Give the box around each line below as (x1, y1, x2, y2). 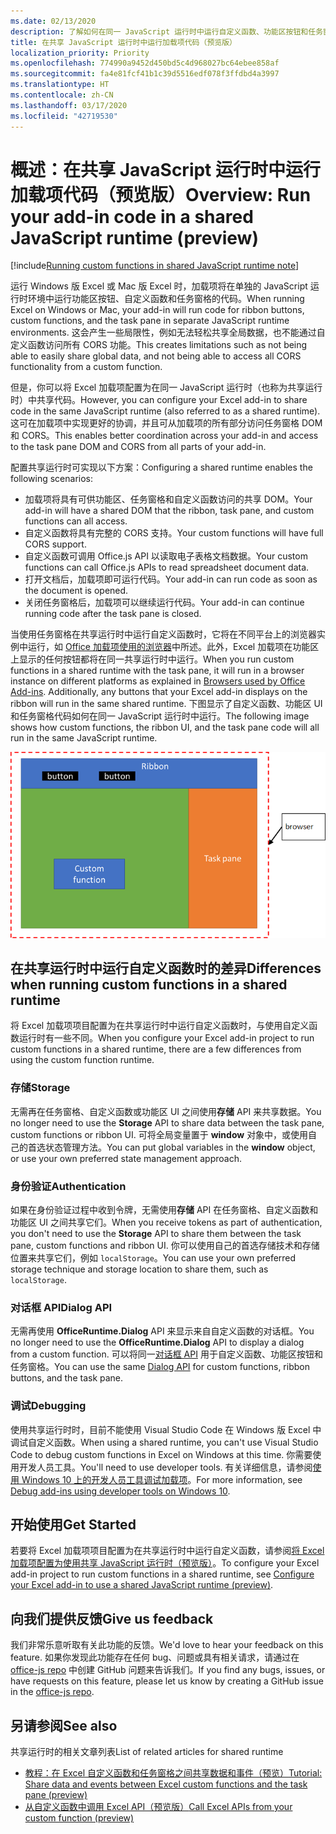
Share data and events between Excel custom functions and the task (24, 1778, 308, 1790)
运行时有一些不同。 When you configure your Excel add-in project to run (18, 1032, 315, 1044)
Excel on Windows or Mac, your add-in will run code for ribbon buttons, (10, 304, 305, 316)
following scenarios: (10, 473, 94, 485)
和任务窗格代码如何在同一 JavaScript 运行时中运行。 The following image (10, 710, 310, 722)
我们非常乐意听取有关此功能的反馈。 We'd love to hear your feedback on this (10, 1639, 324, 1651)
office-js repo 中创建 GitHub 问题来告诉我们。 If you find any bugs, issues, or (10, 1664, 326, 1676)
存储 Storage (10, 1081, 71, 1095)
